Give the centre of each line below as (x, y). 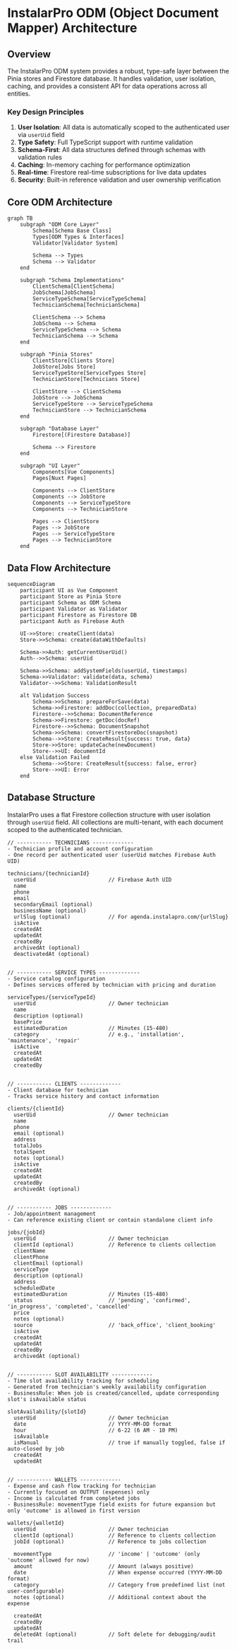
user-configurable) (36, 1591)
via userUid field (41, 135)
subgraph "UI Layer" (50, 466)
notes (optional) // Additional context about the (110, 1597)
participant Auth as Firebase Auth (72, 621)
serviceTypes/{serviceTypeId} (52, 997)
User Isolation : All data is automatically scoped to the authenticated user (123, 127)
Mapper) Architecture (72, 28)
